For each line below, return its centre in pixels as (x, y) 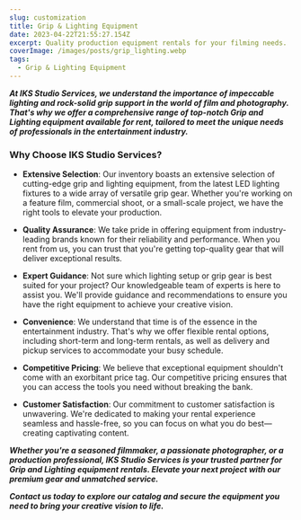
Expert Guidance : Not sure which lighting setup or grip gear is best (147, 276)
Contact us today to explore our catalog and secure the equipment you (145, 497)
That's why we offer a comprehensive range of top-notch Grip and (137, 112)
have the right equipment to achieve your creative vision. (128, 304)
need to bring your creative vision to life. (87, 506)
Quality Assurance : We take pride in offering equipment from (137, 230)
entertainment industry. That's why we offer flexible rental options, (146, 331)
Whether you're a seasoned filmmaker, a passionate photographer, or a (147, 451)
